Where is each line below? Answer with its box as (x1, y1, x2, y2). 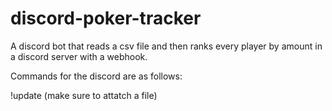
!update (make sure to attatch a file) (10, 89, 158, 101)
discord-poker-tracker (10, 7, 202, 30)
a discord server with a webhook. (10, 50, 148, 62)
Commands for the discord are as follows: (10, 70, 183, 82)
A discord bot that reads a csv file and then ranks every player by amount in (10, 40, 323, 52)
